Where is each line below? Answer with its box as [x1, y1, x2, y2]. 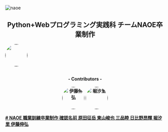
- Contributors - [68, 76, 102, 82]
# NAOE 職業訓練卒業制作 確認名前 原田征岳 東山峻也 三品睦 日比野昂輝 [5, 114, 153, 121]
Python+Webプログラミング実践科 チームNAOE [7, 21, 156, 29]
